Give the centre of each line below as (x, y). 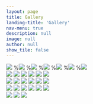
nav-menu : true (25, 28)
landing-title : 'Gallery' (38, 22)
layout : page (22, 12)
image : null (21, 39)
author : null (22, 45)
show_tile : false (28, 50)
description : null (29, 34)
